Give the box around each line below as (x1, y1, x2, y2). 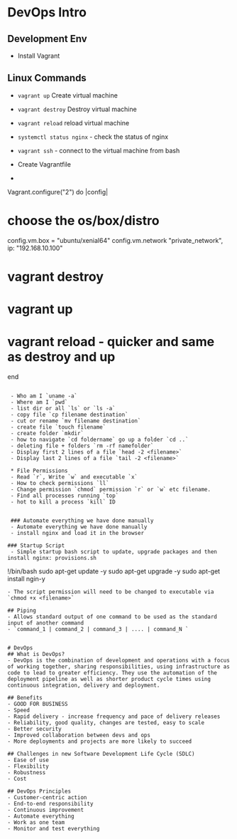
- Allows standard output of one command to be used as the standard (7, 613, 218, 620)
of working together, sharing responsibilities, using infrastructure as (7, 663, 231, 670)
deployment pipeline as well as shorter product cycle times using (7, 676, 211, 683)
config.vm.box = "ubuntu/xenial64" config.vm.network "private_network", (7, 236, 224, 244)
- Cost (7, 776, 27, 783)
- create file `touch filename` (10, 424, 106, 431)
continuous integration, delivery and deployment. (7, 682, 160, 689)
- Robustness (7, 769, 46, 776)
